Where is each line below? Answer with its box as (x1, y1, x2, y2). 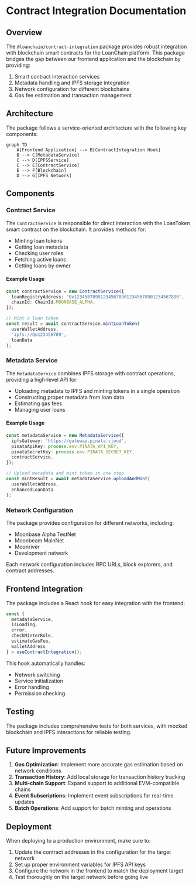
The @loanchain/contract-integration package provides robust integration (6, 43, 187, 50)
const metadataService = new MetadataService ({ (6, 432, 125, 438)
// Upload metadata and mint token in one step (6, 470, 125, 476)
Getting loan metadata (14, 243, 68, 250)
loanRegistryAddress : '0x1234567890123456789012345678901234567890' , (11, 294, 184, 300)
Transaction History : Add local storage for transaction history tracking (14, 773, 185, 780)
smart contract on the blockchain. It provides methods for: (6, 226, 147, 233)
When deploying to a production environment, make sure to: (6, 837, 151, 844)
